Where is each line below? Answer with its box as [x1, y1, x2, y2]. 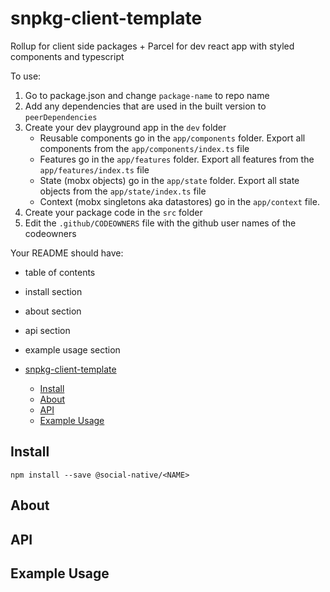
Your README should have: [10, 247, 124, 259]
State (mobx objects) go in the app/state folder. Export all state [39, 174, 300, 186]
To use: [10, 70, 42, 82]
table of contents [24, 266, 96, 278]
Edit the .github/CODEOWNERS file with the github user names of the [24, 217, 297, 229]
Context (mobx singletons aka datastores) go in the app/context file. [39, 195, 320, 207]
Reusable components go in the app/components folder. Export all [39, 132, 306, 144]
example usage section [24, 343, 121, 356]
